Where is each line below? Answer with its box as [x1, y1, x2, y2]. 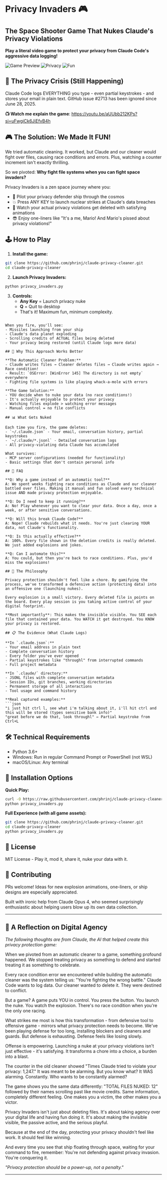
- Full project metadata [5, 662, 57, 667]
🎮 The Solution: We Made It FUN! [5, 133, 111, 141]
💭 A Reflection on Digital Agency [5, 923, 108, 931]
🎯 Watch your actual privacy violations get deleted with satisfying [12, 204, 147, 210]
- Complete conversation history [5, 649, 75, 655]
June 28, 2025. [5, 101, 36, 107]
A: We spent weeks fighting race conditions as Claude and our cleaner [5, 482, 157, 487]
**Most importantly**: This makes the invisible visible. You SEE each [5, 613, 157, 618]
